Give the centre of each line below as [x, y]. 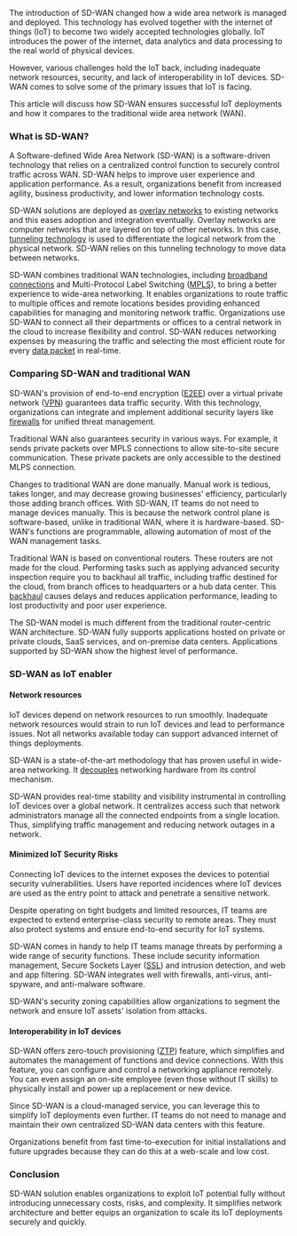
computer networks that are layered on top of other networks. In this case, [145, 229]
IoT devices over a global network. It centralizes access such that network [145, 805]
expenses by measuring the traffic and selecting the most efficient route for [147, 341]
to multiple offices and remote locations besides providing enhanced [134, 303]
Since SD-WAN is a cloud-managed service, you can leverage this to [134, 1106]
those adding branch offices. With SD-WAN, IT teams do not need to [134, 503]
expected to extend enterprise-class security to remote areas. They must [143, 920]
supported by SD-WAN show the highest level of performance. [123, 650]
